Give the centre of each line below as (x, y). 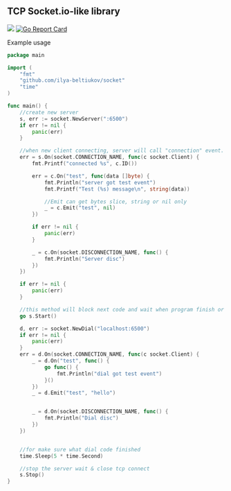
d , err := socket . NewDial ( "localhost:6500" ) (85, 329)
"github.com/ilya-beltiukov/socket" (73, 80)
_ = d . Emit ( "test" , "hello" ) (74, 393)
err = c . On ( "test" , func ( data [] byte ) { (91, 176)
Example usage (29, 42)
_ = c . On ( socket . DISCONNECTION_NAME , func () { (100, 252)
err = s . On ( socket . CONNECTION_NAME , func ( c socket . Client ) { (110, 157)
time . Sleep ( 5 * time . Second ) (62, 456)
